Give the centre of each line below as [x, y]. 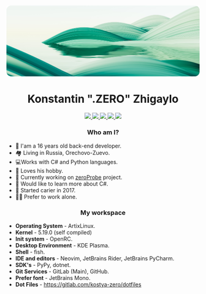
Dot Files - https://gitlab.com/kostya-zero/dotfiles [78, 285]
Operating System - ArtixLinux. [55, 226]
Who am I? [103, 132]
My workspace [103, 213]
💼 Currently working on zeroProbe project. [69, 177]
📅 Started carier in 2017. [45, 190]
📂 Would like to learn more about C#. [62, 184]
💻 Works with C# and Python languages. [67, 162]
